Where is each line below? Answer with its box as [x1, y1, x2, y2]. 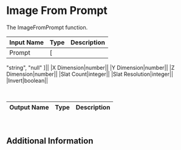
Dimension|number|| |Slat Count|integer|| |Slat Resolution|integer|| [6, 70, 174, 78]
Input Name [9, 38, 44, 46]
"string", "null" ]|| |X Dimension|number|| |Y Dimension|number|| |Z [6, 64, 175, 71]
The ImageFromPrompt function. [6, 24, 88, 31]
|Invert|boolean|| [6, 77, 49, 84]
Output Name [9, 103, 49, 111]
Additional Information [6, 136, 94, 146]
